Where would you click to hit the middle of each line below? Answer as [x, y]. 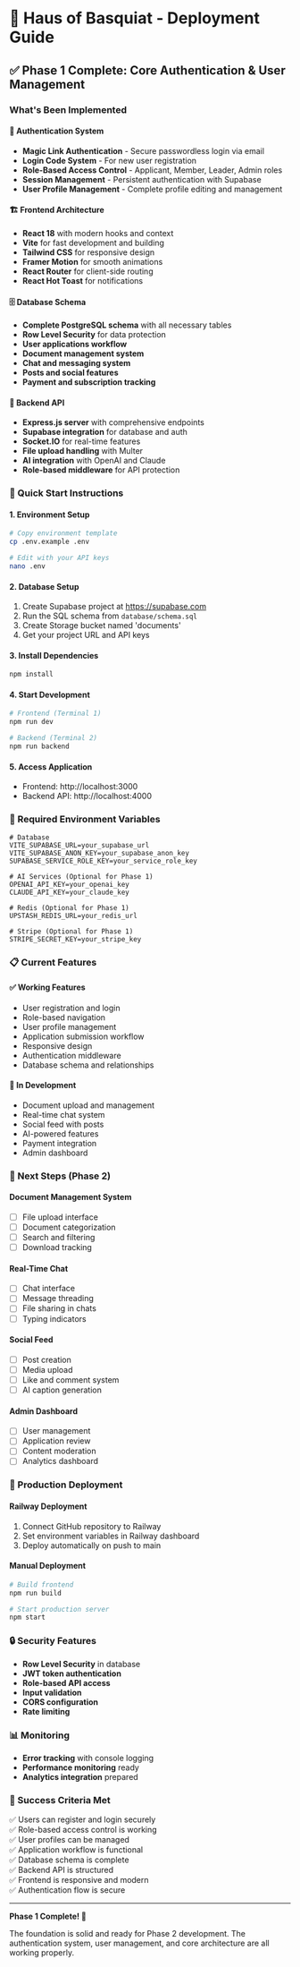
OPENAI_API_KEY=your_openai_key [69, 885]
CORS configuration [60, 1702]
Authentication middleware [72, 1055]
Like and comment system [71, 1379]
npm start [28, 1618]
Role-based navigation [63, 1017]
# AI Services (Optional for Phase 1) [81, 877]
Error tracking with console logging [88, 1758]
